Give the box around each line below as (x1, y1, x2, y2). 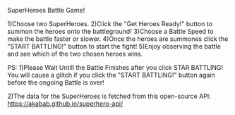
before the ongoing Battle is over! (7, 78, 104, 87)
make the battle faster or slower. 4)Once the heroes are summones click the (7, 35, 229, 43)
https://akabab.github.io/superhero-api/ (7, 99, 123, 108)
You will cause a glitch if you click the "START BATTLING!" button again (7, 71, 215, 79)
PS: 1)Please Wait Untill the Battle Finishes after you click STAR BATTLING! (7, 63, 224, 71)
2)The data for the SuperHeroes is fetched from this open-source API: (7, 92, 212, 100)
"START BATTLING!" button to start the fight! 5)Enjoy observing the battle (7, 42, 221, 50)
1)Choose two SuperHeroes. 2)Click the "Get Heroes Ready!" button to (7, 20, 213, 28)
